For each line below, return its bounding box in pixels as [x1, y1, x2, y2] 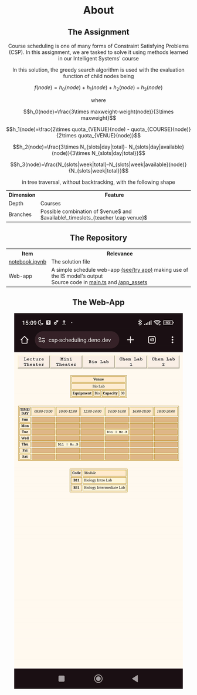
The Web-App [72, 298, 125, 307]
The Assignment [67, 27, 130, 37]
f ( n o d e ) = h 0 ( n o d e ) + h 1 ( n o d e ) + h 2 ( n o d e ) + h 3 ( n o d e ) [34, 84, 163, 92]
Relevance [106, 250, 133, 257]
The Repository [69, 232, 128, 242]
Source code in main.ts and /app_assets [51, 279, 148, 286]
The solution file [51, 258, 90, 265]
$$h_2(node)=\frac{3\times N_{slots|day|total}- [12, 143, 128, 150]
